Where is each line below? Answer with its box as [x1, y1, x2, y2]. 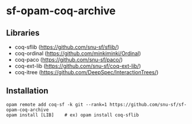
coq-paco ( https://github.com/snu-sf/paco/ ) [14, 56, 123, 63]
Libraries [6, 28, 40, 38]
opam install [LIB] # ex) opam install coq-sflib [6, 112, 139, 118]
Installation [6, 86, 49, 96]
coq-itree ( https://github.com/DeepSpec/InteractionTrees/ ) [14, 69, 159, 75]
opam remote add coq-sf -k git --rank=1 [6, 101, 108, 107]
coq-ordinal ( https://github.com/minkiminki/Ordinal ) [14, 50, 141, 57]
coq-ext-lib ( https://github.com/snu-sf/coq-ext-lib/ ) [14, 62, 141, 69]
